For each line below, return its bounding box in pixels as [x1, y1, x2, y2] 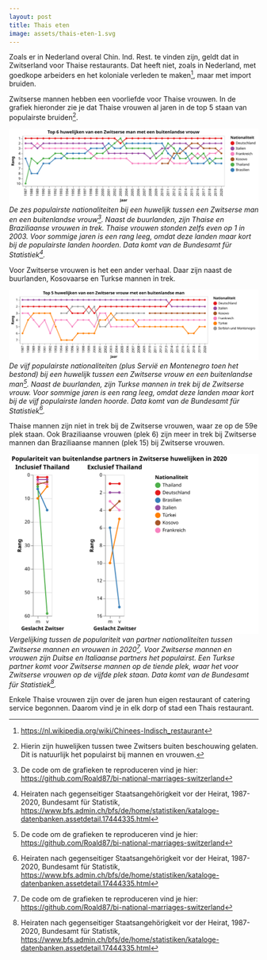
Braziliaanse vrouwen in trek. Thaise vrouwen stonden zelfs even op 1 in [9, 223, 245, 232]
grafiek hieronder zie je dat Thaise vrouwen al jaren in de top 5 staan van [9, 103, 248, 113]
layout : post [9, 13, 52, 21]
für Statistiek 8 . [9, 678, 57, 689]
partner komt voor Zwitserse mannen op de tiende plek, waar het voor [9, 661, 239, 670]
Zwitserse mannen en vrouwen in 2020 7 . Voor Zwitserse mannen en [9, 643, 232, 654]
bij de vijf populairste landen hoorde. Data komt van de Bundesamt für [9, 396, 240, 405]
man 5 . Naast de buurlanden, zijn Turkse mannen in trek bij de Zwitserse [9, 378, 245, 389]
